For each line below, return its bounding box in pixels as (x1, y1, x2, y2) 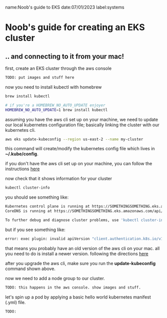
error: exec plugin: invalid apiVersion (5, 236, 90, 241)
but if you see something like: (5, 227, 66, 233)
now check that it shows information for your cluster (5, 176, 112, 182)
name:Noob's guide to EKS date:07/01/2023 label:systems (5, 4, 125, 10)
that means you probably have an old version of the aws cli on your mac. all (5, 245, 160, 251)
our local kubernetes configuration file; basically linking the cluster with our (5, 122, 160, 128)
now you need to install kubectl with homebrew (5, 84, 102, 90)
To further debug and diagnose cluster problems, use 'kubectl (5, 218, 139, 223)
